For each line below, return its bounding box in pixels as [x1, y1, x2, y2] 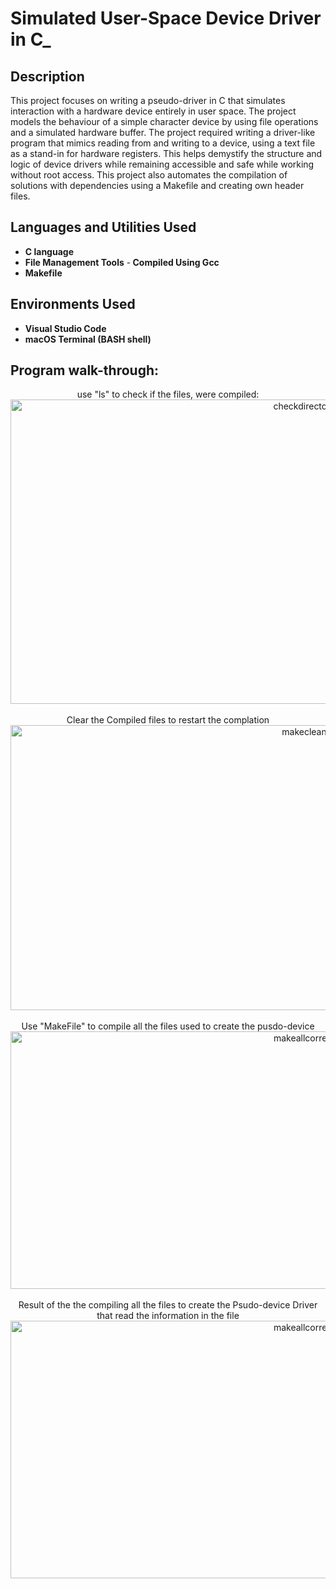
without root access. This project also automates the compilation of [10, 169, 288, 181]
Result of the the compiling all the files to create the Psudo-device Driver [18, 1299, 318, 1311]
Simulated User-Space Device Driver [10, 7, 322, 30]
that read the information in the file [96, 1310, 240, 1322]
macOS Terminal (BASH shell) [24, 333, 152, 345]
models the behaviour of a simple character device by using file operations [10, 116, 319, 127]
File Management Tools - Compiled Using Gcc [24, 256, 220, 268]
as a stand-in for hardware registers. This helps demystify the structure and [10, 148, 323, 159]
